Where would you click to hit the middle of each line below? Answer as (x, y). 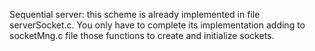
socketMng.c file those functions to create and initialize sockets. (142, 35)
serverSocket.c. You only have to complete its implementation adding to (157, 25)
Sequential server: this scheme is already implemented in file (135, 14)
